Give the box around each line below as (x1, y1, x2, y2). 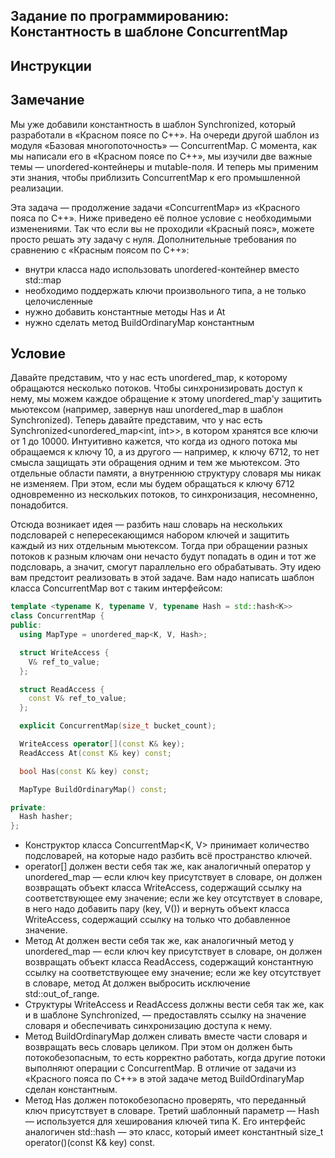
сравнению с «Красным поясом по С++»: (10, 244, 190, 256)
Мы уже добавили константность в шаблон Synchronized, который (10, 118, 297, 130)
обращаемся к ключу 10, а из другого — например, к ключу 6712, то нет (10, 446, 320, 458)
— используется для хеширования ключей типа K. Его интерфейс (24, 1115, 306, 1128)
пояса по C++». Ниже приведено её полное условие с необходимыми (10, 212, 312, 224)
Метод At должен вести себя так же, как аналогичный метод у (24, 935, 295, 947)
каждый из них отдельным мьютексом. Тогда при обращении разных (10, 540, 308, 552)
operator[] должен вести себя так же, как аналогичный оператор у (24, 860, 312, 873)
